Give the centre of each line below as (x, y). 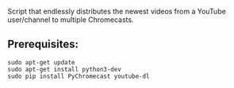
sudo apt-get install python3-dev (65, 69)
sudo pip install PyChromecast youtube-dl (79, 76)
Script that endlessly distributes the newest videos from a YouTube (117, 11)
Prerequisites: (43, 44)
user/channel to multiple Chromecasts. (71, 20)
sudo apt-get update (42, 62)
